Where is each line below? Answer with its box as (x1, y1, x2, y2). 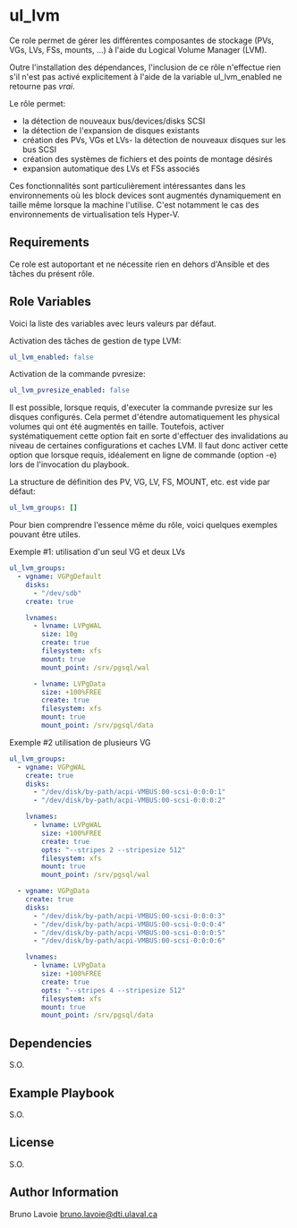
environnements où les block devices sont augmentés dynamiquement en (9, 190, 282, 200)
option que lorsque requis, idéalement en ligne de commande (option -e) (9, 449, 277, 461)
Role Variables (9, 294, 91, 310)
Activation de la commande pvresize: (9, 369, 146, 379)
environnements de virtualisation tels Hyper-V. (9, 209, 181, 219)
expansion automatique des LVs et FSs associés (21, 163, 200, 174)
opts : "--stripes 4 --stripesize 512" (41, 985, 186, 994)
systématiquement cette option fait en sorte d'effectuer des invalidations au (9, 431, 289, 441)
